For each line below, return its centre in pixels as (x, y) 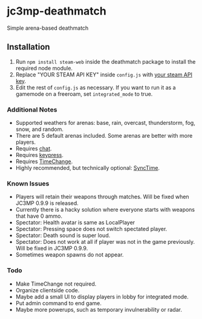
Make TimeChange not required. (56, 284)
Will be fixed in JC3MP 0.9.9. (52, 248)
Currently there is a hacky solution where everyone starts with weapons (105, 210)
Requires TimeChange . (44, 161)
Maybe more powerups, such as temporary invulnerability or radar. (99, 309)
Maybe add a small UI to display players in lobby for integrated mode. (102, 297)
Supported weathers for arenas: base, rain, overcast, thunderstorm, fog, (105, 123)
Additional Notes (32, 109)
